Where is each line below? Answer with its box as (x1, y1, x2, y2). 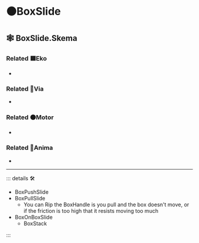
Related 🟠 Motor (6, 113, 54, 121)
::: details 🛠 (6, 174, 36, 181)
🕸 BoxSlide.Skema (6, 33, 78, 43)
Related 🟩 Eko (6, 54, 47, 62)
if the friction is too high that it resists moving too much (23, 207, 159, 214)
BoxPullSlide (14, 194, 46, 202)
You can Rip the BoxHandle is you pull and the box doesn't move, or (23, 201, 190, 208)
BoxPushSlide (14, 188, 49, 196)
